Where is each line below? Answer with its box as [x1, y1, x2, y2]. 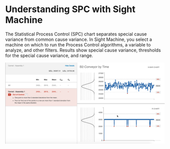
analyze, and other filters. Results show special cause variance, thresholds [5, 47, 161, 53]
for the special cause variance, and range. [5, 52, 94, 59]
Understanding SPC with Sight [5, 4, 136, 15]
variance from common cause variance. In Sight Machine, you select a [5, 36, 152, 42]
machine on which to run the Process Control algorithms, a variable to [5, 41, 151, 47]
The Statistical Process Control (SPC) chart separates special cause [5, 31, 147, 37]
